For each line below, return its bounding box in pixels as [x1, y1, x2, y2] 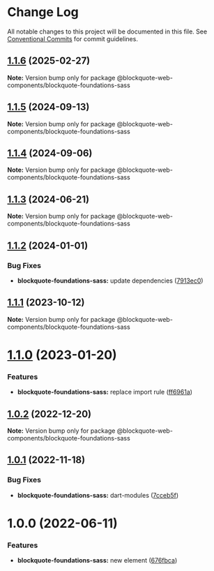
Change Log [7, 4, 79, 20]
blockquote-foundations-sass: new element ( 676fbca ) [17, 556, 178, 565]
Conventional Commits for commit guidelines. [7, 34, 138, 43]
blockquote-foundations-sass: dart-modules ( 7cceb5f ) [17, 491, 179, 499]
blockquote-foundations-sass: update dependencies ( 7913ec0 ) [17, 276, 204, 285]
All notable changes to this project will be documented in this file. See [7, 27, 208, 36]
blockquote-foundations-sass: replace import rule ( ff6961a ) [17, 388, 193, 396]
